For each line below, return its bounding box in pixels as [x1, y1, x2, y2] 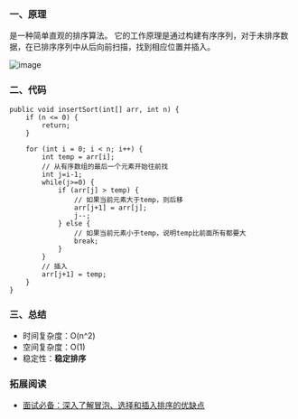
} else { [57, 219, 91, 228]
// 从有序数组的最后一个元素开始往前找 [42, 162, 169, 171]
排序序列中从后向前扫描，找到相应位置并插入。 [40, 42, 215, 52]
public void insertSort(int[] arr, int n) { [9, 105, 180, 114]
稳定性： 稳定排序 [22, 352, 87, 363]
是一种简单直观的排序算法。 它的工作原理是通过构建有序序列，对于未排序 [9, 30, 281, 42]
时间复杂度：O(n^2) [22, 330, 97, 340]
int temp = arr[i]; [42, 152, 116, 162]
